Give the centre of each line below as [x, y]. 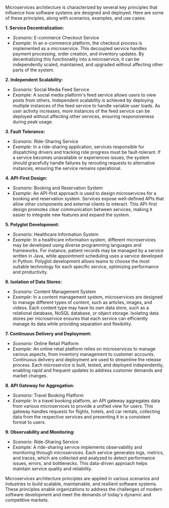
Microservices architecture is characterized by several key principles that [81, 7]
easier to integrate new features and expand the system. [71, 215]
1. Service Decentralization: [35, 28]
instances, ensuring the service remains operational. [67, 168]
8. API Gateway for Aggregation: [40, 386]
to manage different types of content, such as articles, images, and [82, 302]
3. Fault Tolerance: [25, 132]
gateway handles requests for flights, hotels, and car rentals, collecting [86, 411]
